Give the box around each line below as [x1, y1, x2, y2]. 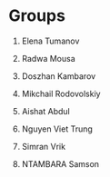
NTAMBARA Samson [21, 158, 100, 169]
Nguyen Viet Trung [21, 123, 93, 134]
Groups [8, 5, 65, 26]
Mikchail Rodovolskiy [21, 88, 101, 99]
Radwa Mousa [21, 53, 75, 64]
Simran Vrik [21, 141, 65, 152]
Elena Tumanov [21, 35, 80, 46]
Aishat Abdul [21, 105, 70, 116]
